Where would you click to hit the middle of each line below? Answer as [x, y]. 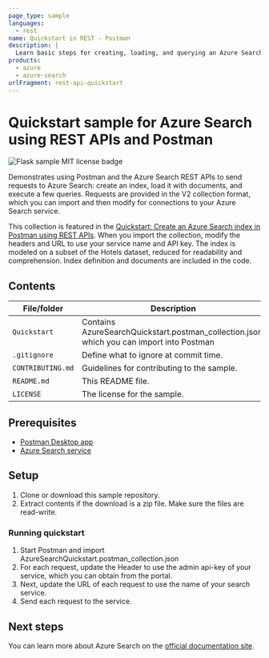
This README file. [115, 381]
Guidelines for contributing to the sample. [159, 368]
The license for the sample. [132, 394]
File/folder [43, 309]
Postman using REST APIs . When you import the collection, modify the [124, 235]
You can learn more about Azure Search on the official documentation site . [131, 645]
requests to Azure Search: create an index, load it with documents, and [125, 186]
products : [25, 61]
